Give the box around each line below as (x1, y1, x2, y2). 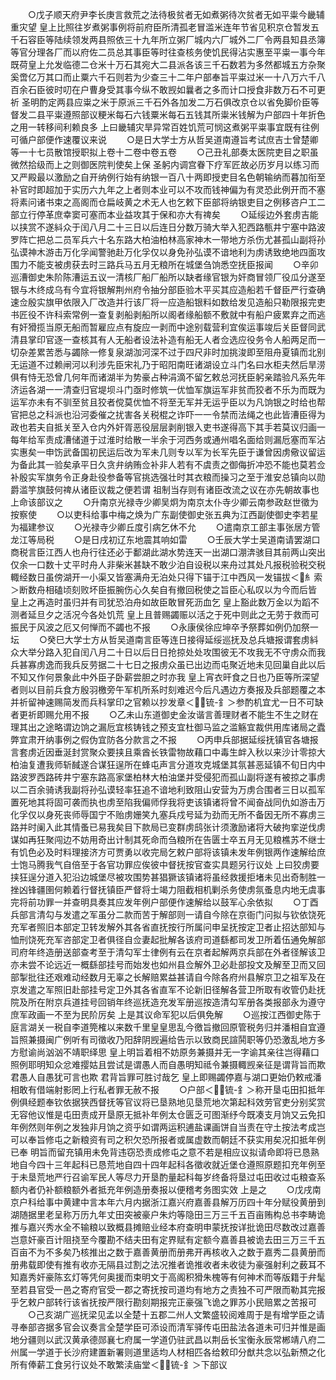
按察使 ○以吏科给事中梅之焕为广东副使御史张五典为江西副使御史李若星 (10, 509, 319, 520)
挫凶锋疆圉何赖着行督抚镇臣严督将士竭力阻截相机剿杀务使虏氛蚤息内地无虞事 (10, 884, 326, 895)
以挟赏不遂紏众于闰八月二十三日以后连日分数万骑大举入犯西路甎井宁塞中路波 (10, 221, 326, 233)
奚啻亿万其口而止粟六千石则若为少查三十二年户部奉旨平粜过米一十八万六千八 (10, 71, 326, 83)
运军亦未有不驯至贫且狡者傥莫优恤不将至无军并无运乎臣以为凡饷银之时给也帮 (10, 396, 326, 408)
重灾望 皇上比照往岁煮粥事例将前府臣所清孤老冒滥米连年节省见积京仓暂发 (10, 21, 311, 33)
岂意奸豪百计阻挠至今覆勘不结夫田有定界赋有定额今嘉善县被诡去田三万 (10, 1234, 300, 1245)
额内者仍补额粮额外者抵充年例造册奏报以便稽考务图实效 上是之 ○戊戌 (10, 1184, 313, 1195)
